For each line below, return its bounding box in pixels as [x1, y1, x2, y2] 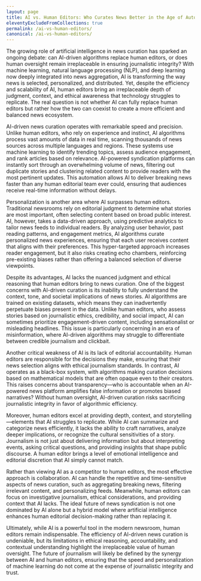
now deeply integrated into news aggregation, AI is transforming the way [6, 73, 185, 80]
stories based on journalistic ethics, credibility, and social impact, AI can [6, 312, 184, 319]
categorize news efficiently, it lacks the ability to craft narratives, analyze [6, 424, 186, 432]
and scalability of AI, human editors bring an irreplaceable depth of [6, 86, 172, 93]
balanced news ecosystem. [6, 112, 74, 119]
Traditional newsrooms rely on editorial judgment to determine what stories [6, 205, 191, 212]
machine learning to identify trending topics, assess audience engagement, [6, 148, 192, 156]
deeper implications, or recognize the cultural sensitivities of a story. [6, 431, 175, 438]
